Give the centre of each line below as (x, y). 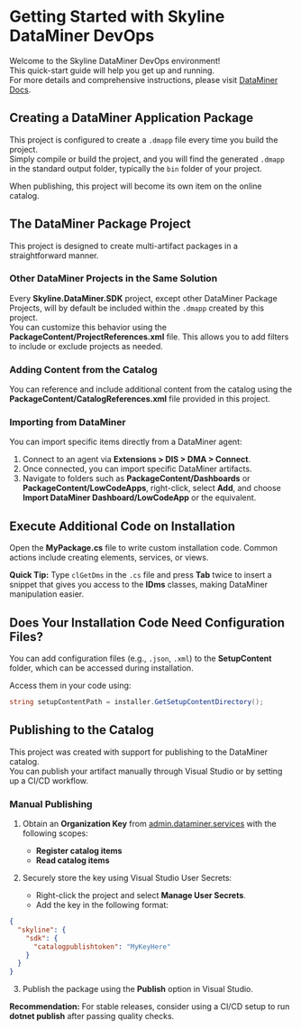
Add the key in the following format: (102, 905)
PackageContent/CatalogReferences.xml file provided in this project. (140, 399)
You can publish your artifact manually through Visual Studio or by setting (146, 771)
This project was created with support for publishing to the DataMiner (139, 752)
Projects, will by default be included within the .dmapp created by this (137, 308)
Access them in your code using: (70, 686)
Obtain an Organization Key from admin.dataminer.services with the (149, 824)
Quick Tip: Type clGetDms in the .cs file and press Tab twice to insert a (141, 575)
